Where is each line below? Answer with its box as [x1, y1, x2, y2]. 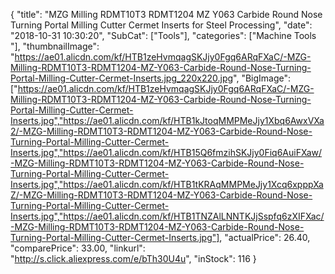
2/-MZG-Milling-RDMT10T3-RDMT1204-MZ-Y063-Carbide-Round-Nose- [10, 125, 313, 137]
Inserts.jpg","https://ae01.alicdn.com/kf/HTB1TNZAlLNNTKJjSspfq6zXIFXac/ [10, 210, 325, 222]
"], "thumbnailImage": [10, 40, 100, 52]
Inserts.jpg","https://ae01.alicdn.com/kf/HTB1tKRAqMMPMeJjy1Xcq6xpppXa [10, 179, 324, 190]
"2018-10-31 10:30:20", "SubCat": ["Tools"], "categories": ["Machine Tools [10, 30, 317, 41]
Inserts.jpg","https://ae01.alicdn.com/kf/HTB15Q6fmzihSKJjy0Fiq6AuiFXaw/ [10, 147, 323, 158]
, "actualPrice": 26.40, [219, 232, 311, 243]
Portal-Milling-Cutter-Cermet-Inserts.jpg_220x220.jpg [10, 72, 234, 84]
